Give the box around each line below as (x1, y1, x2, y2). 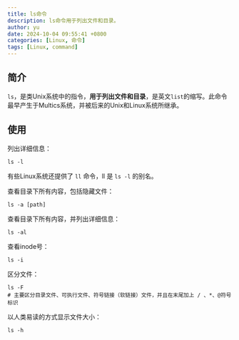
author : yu (7, 24, 40, 31)
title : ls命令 (7, 10, 48, 18)
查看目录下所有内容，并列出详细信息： (7, 215, 120, 223)
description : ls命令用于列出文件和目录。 (7, 17, 120, 24)
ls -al (7, 229, 27, 236)
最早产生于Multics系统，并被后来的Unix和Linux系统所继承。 (7, 101, 183, 109)
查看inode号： (7, 242, 49, 250)
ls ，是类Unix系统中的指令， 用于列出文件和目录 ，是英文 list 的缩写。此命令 (7, 92, 228, 101)
